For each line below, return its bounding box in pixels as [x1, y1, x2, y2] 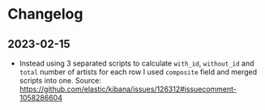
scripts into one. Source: [19, 76, 102, 85]
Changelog [7, 5, 83, 23]
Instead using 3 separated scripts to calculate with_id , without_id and [19, 58, 254, 68]
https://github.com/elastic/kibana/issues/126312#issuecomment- [19, 84, 237, 94]
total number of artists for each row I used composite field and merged [19, 67, 258, 77]
